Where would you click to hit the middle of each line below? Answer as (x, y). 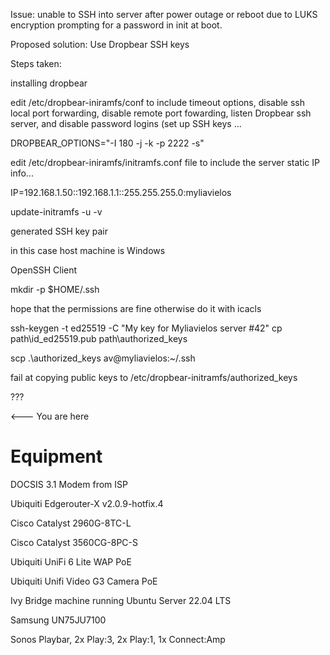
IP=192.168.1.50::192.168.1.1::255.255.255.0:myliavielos (121, 192)
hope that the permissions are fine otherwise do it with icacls (136, 308)
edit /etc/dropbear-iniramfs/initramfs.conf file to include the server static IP (165, 162)
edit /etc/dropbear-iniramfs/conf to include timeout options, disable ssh (157, 102)
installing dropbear (49, 83)
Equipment (56, 456)
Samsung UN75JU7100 (58, 620)
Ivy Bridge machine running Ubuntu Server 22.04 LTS (121, 600)
